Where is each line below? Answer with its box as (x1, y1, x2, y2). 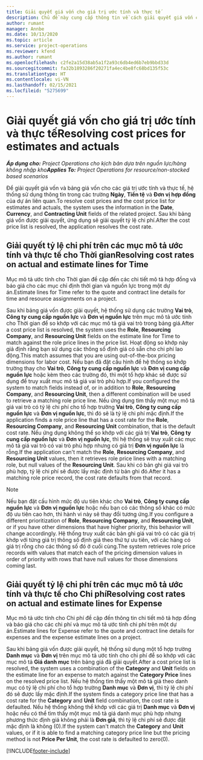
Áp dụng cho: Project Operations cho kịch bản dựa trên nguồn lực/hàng (6, 159, 187, 167)
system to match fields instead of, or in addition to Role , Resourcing (6, 384, 176, 391)
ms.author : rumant (6, 54, 53, 60)
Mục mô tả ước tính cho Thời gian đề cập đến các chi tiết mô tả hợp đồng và (6, 275, 196, 282)
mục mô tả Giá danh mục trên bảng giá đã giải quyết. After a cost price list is (6, 658, 196, 665)
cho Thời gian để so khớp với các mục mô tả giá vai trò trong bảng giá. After (6, 319, 195, 327)
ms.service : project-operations (6, 43, 88, 49)
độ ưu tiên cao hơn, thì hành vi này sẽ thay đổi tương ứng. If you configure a (6, 510, 193, 518)
